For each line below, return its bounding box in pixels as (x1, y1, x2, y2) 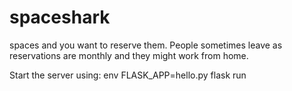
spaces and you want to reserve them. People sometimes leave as (9, 39, 283, 51)
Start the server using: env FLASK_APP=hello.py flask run (9, 69, 247, 81)
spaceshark (9, 6, 111, 29)
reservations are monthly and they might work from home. (9, 49, 249, 61)
